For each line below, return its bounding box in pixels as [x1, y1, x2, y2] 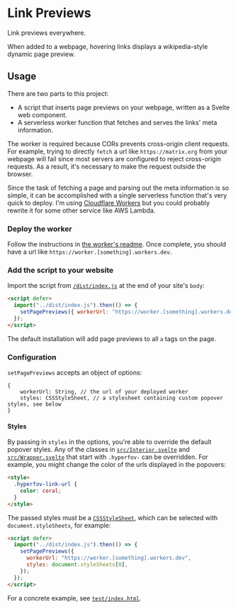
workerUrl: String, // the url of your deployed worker [20, 389, 189, 396]
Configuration [7, 352, 57, 362]
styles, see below [7, 401, 62, 408]
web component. [17, 110, 67, 119]
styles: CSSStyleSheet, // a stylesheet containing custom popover [20, 394, 223, 402]
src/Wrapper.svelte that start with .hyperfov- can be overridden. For [7, 453, 209, 461]
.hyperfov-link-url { [13, 481, 78, 488]
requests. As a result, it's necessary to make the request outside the [7, 162, 207, 171]
